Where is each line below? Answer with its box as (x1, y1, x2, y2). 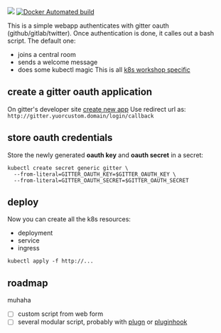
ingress (17, 244, 41, 253)
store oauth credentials (7, 132, 113, 144)
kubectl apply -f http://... (7, 258, 94, 265)
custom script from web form (17, 310, 104, 318)
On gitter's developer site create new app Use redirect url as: (7, 105, 186, 113)
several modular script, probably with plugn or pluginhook (17, 317, 188, 327)
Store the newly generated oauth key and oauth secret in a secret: (7, 150, 204, 159)
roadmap (7, 277, 48, 289)
